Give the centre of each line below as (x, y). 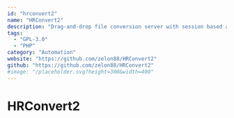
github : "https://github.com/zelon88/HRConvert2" (81, 65)
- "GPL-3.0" (31, 40)
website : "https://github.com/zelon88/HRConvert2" (82, 59)
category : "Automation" (42, 53)
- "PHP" (25, 46)
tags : (15, 33)
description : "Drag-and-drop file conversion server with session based (115, 26)
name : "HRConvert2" (36, 20)
